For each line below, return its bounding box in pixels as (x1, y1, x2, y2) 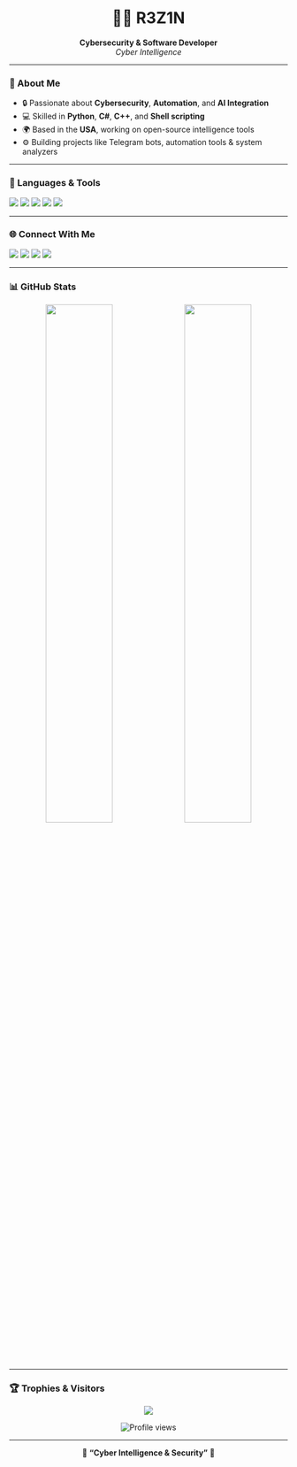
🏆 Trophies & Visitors (9, 1382, 105, 1394)
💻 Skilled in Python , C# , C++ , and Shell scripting (21, 111, 205, 122)
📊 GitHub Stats (9, 280, 77, 293)
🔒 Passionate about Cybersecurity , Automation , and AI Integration (21, 97, 270, 109)
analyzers (21, 146, 58, 157)
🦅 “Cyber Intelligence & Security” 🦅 (81, 1448, 216, 1458)
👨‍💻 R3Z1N (111, 8, 186, 28)
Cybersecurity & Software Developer (79, 37, 218, 48)
